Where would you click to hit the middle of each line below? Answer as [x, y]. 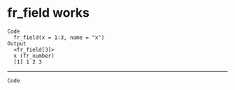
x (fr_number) [34, 56]
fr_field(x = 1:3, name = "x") [59, 37]
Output [17, 43]
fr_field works [48, 13]
